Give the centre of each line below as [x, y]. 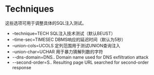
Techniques [30, 9]
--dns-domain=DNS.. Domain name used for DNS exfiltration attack [80, 57]
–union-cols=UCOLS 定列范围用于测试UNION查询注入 [66, 45]
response [22, 67]
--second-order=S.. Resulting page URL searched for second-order [80, 62]
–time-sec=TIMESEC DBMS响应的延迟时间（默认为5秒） [69, 39]
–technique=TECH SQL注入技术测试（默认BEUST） [64, 33]
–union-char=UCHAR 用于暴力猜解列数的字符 [58, 52]
